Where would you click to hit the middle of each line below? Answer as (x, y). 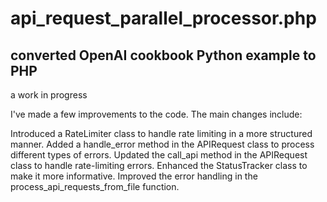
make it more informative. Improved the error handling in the (134, 176)
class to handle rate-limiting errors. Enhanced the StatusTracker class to (159, 165)
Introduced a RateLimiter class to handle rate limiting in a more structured (161, 133)
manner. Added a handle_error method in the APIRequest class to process (162, 144)
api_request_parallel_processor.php (163, 18)
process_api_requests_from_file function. (95, 186)
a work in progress (49, 95)
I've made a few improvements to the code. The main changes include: (156, 114)
